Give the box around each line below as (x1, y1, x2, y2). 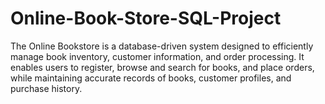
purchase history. (10, 82, 83, 94)
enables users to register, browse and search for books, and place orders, (10, 61, 315, 73)
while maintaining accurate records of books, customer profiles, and (10, 72, 292, 84)
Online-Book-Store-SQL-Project (10, 7, 282, 30)
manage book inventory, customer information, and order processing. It (10, 50, 305, 62)
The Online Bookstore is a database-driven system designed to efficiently (10, 40, 314, 52)
